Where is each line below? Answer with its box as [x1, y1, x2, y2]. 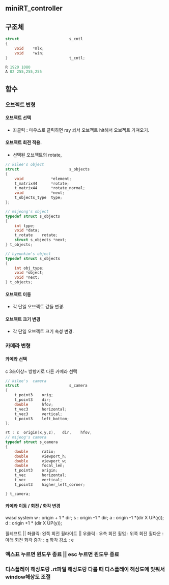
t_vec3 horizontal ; [14, 406, 67, 412]
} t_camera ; [5, 491, 31, 496]
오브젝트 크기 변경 [5, 316, 41, 322]
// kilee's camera [5, 378, 47, 384]
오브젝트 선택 [5, 114, 32, 121]
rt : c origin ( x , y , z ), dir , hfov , [5, 430, 93, 435]
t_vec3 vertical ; [14, 412, 63, 417]
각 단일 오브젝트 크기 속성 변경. [12, 328, 74, 335]
